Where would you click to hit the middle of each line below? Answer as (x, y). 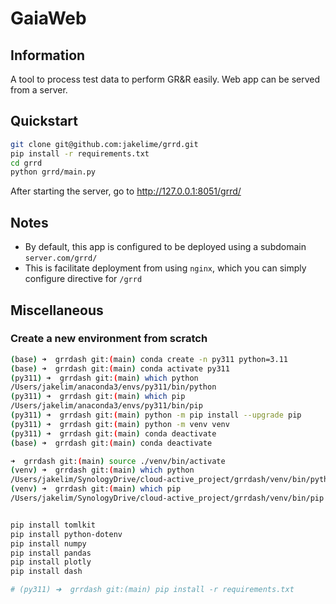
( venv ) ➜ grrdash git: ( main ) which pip (96, 489)
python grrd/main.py (53, 172)
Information (48, 55)
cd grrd (26, 163)
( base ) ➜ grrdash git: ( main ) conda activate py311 (120, 368)
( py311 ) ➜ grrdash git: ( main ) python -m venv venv (120, 424)
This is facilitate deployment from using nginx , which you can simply (165, 268)
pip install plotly (51, 562)
